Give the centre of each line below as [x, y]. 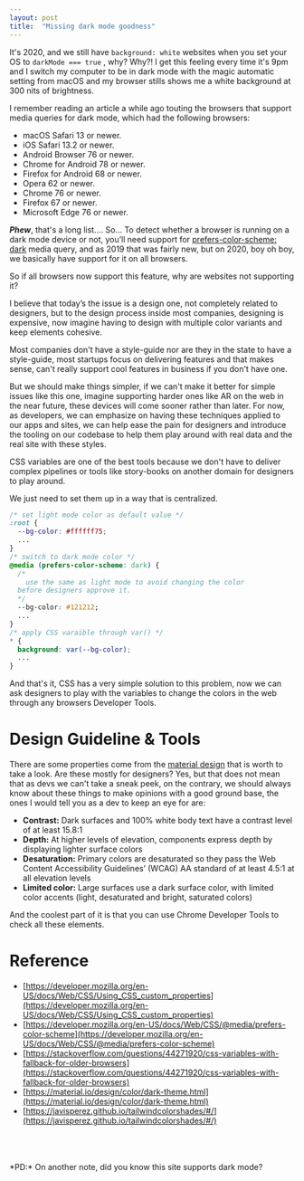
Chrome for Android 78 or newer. [84, 164]
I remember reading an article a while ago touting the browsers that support [151, 108]
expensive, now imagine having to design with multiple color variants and [146, 322]
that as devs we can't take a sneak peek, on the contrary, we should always [150, 784]
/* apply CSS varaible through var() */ [87, 633]
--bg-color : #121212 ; [58, 607]
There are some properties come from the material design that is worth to [146, 765]
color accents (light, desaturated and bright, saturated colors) [138, 898]
